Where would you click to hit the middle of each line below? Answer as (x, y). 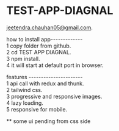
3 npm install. (23, 58)
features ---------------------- (45, 77)
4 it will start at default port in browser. (55, 65)
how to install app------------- (45, 39)
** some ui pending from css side (49, 121)
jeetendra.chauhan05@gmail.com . (50, 27)
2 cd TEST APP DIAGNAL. (39, 52)
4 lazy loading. (25, 103)
